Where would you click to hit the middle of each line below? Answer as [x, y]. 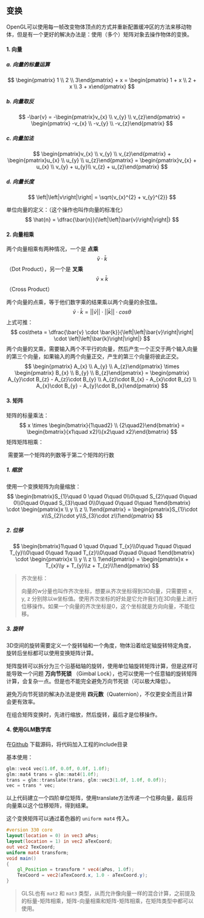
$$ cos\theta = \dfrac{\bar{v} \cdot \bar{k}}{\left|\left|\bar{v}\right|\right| [102, 332]
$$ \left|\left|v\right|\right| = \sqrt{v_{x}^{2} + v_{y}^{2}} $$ [102, 197]
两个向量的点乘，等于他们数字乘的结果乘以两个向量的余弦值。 [83, 302]
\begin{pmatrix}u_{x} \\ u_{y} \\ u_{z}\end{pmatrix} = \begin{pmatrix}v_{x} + [102, 161]
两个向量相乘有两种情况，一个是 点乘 [52, 249]
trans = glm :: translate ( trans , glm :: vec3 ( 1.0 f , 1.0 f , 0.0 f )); [87, 780]
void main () [21, 858]
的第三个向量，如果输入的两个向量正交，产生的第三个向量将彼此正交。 [94, 356]
